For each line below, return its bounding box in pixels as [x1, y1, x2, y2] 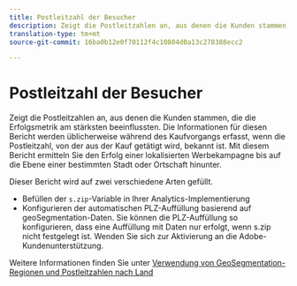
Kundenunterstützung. [21, 240, 104, 252]
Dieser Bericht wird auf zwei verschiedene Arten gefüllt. [9, 177, 214, 187]
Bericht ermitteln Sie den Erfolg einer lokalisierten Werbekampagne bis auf [9, 150, 281, 161]
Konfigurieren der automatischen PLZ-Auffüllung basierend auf [21, 203, 252, 214]
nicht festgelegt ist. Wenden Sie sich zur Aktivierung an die [21, 231, 238, 242]
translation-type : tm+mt [9, 29, 101, 38]
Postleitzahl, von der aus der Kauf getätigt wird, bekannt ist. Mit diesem [9, 140, 270, 151]
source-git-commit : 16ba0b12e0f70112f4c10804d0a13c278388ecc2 [9, 37, 243, 47]
